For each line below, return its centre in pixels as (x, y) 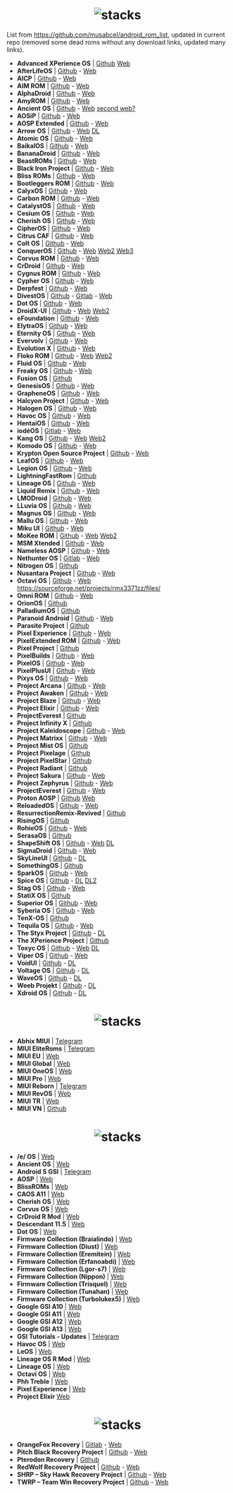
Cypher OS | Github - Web (55, 280)
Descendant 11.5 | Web (51, 1223)
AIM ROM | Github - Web (53, 85)
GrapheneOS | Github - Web (58, 393)
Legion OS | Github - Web (54, 468)
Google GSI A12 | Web (49, 1321)
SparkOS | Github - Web (52, 873)
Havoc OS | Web (41, 1343)
